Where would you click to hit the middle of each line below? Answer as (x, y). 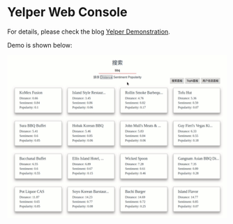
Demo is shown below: (40, 45)
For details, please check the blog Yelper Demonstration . (89, 31)
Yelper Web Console (67, 12)
